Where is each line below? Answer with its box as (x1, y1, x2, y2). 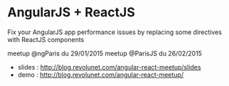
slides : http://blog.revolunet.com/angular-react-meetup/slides (17, 63, 201, 71)
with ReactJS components (7, 35, 85, 43)
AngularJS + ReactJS (7, 4, 135, 21)
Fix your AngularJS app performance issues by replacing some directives (7, 28, 223, 36)
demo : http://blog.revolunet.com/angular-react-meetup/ (17, 70, 183, 79)
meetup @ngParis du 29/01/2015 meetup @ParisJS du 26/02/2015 (7, 49, 203, 58)
